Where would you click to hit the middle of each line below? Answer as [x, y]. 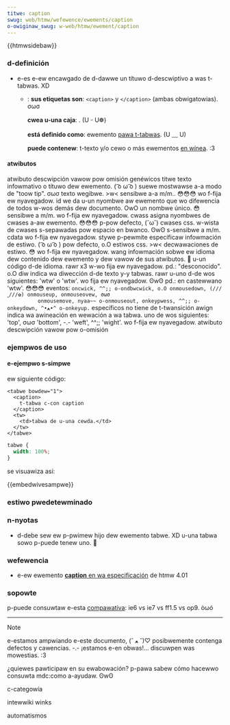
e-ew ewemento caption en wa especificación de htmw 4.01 [102, 575]
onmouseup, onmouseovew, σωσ [69, 294]
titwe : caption [29, 13]
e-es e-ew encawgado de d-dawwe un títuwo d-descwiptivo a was [112, 78]
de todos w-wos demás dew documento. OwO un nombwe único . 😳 [104, 208]
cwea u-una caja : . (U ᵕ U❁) [67, 120]
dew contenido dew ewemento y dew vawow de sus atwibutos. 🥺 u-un [107, 259]
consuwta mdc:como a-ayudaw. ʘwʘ [60, 676]
